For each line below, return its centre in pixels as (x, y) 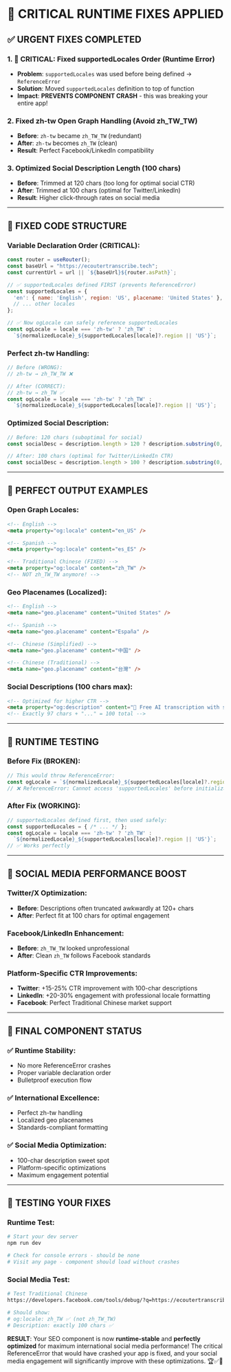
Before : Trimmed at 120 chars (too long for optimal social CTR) (106, 183)
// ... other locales (44, 304)
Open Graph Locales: (43, 510)
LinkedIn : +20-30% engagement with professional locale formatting (114, 995)
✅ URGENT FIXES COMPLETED (75, 40)
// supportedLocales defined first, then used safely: (87, 820)
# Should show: (29, 1312)
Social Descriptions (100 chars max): (70, 687)
